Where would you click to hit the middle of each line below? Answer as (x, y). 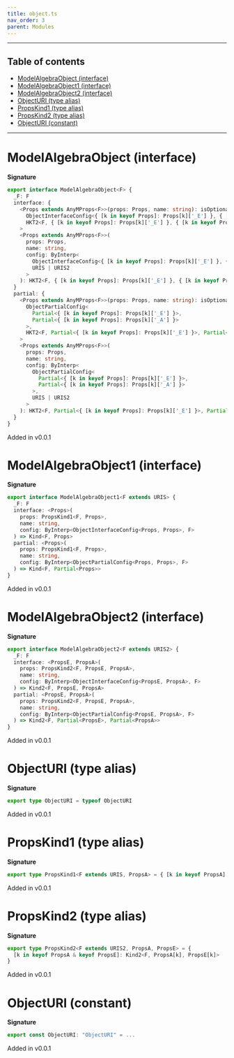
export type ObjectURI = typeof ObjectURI (70, 801)
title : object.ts (32, 14)
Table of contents (46, 61)
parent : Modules (31, 27)
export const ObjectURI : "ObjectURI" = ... (71, 1035)
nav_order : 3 (26, 20)
